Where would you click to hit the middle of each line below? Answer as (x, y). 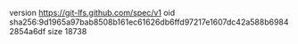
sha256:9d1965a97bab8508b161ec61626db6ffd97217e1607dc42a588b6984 (149, 22)
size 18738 (67, 31)
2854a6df (28, 31)
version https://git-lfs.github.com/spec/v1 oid (92, 13)
